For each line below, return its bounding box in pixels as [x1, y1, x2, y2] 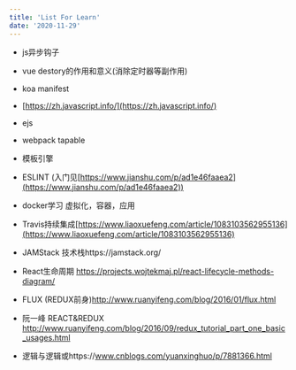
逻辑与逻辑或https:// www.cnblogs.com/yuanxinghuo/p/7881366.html [21, 351, 272, 361]
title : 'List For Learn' [9, 12, 101, 22]
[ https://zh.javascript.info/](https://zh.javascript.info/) [21, 100, 217, 111]
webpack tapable [21, 135, 86, 145]
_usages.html [21, 332, 71, 343]
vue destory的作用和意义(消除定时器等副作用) [21, 66, 188, 76]
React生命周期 [21, 266, 75, 276]
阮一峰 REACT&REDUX [21, 312, 104, 323]
